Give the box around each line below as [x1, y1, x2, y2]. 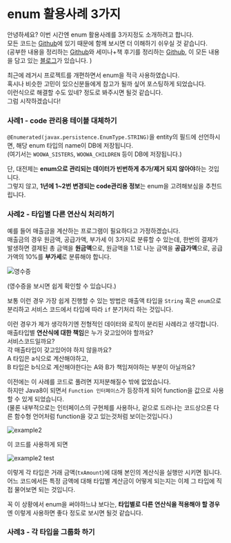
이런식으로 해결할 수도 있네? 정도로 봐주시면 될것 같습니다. [7, 88, 163, 97]
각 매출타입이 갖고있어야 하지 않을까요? [7, 346, 112, 354]
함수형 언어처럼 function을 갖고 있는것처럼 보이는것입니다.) [14, 412, 173, 420]
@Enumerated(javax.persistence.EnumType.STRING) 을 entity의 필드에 [7, 132, 197, 141]
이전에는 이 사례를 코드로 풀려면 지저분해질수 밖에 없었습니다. [7, 377, 171, 386]
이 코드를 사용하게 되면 [7, 440, 68, 448]
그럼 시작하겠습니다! [7, 97, 61, 105]
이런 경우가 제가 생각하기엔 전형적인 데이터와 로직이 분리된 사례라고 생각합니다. [7, 319, 219, 328]
